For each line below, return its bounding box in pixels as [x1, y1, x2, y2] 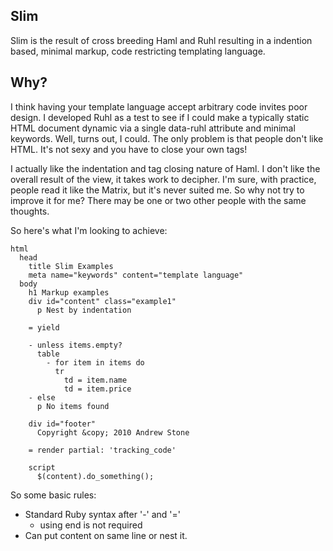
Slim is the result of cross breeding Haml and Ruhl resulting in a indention [10, 34, 313, 46]
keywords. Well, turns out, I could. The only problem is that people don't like [10, 132, 324, 144]
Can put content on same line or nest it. [24, 529, 188, 541]
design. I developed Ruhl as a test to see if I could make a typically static [10, 111, 310, 123]
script [28, 462, 56, 473]
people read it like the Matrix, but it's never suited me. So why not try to [10, 184, 305, 196]
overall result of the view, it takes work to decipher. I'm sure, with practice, [10, 173, 317, 185]
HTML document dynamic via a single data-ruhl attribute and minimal [10, 122, 296, 134]
